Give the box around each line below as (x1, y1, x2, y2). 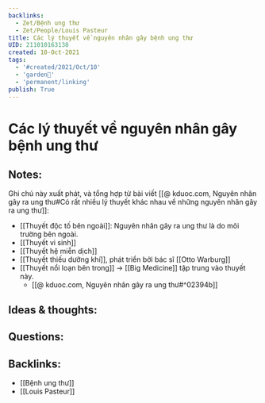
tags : (8, 56, 26, 64)
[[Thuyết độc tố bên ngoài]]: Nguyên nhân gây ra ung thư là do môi (19, 221, 240, 231)
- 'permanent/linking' (15, 78, 90, 86)
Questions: (8, 330, 64, 344)
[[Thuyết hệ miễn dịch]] (19, 247, 98, 256)
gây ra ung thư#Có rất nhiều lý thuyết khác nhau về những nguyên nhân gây (8, 198, 258, 207)
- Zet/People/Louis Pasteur (15, 26, 109, 34)
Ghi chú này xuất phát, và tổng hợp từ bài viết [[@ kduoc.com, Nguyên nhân (8, 189, 257, 198)
